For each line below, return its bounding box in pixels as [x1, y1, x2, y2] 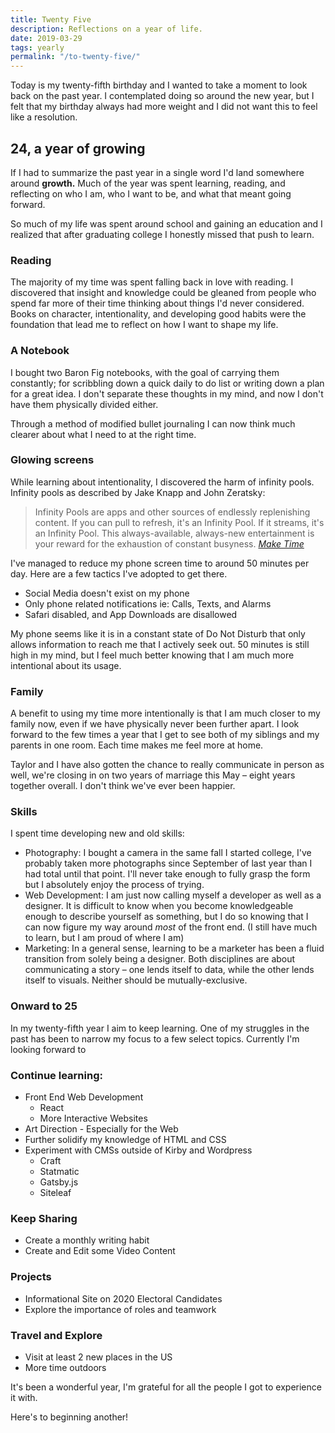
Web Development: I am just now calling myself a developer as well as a [24, 889, 322, 901]
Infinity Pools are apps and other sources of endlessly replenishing [34, 506, 311, 518]
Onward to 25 [10, 999, 78, 1013]
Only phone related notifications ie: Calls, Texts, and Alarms [24, 597, 272, 610]
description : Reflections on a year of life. [10, 24, 203, 34]
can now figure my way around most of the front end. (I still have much [24, 921, 318, 933]
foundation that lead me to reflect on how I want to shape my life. [10, 319, 279, 331]
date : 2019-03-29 [10, 33, 83, 43]
